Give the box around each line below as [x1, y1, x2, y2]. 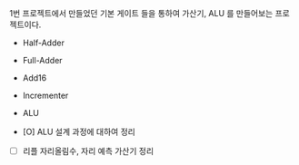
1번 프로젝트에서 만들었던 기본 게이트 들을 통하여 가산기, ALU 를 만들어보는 [9, 8, 274, 18]
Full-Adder [22, 55, 63, 65]
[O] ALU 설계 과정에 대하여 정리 [22, 126, 136, 137]
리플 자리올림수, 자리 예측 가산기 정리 [22, 146, 154, 156]
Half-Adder [22, 37, 65, 48]
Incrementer [22, 90, 69, 101]
